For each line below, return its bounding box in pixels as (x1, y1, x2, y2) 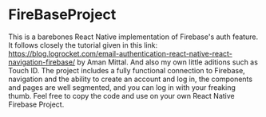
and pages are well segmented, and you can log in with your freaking (8, 82, 236, 92)
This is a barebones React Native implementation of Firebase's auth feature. (8, 32, 258, 41)
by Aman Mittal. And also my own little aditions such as (77, 57, 258, 67)
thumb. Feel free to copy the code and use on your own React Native (8, 91, 235, 100)
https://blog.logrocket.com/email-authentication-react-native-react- (8, 49, 233, 58)
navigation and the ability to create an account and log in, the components (8, 74, 253, 84)
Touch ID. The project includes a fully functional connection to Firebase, (8, 65, 245, 75)
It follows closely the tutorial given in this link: (8, 40, 158, 49)
